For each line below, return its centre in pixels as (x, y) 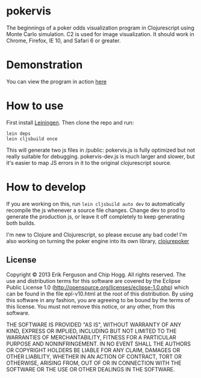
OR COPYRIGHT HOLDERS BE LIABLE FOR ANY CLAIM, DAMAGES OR (93, 350)
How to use (35, 106)
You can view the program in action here (57, 81)
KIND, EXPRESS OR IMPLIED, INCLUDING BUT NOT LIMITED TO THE (91, 331)
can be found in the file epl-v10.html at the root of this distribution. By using (100, 294)
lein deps (19, 134)
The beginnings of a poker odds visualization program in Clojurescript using (100, 28)
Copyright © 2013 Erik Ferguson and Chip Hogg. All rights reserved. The (96, 274)
